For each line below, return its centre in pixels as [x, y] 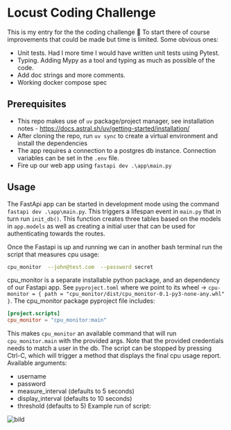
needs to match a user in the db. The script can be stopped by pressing [110, 348]
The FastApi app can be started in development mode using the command [113, 204]
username [32, 377]
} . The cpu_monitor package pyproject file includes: [81, 301]
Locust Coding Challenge [82, 13]
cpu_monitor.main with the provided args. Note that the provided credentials [115, 341]
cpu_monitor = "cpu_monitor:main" [57, 320]
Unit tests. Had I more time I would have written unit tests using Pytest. [118, 53]
